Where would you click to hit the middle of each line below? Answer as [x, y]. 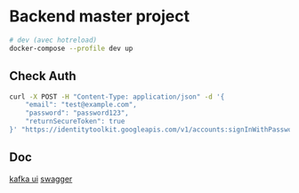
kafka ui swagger [41, 179]
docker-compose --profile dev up [71, 48]
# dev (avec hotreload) [53, 40]
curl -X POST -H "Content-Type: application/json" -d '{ [117, 96]
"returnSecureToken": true [75, 122]
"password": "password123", [77, 113]
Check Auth [43, 76]
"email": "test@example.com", [81, 105]
